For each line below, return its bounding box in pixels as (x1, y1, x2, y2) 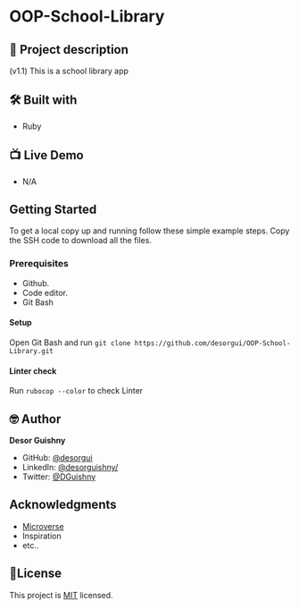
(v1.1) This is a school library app (9, 65, 129, 76)
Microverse (21, 520, 64, 531)
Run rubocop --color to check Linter (9, 385, 144, 396)
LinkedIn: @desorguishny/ (21, 461, 119, 472)
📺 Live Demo (9, 148, 84, 163)
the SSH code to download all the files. (9, 235, 152, 246)
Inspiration (21, 530, 62, 541)
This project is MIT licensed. (9, 589, 113, 600)
